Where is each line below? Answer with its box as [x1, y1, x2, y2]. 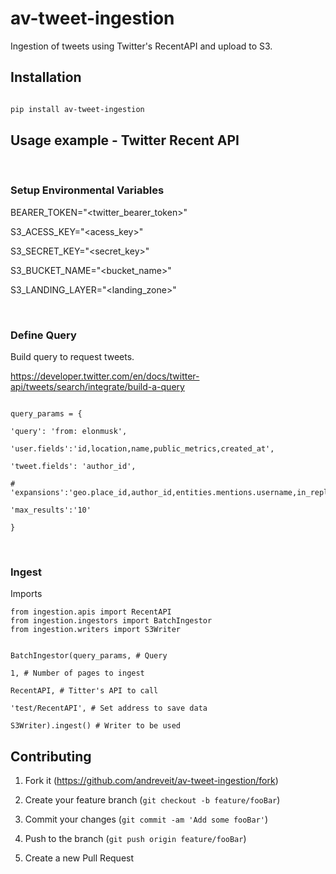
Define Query [10, 328, 77, 342]
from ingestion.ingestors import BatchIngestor [10, 616, 213, 626]
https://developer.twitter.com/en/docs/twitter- [10, 370, 200, 382]
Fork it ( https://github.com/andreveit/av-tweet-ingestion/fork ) [24, 775, 279, 787]
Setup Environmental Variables [10, 183, 165, 197]
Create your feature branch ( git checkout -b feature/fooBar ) [24, 794, 281, 806]
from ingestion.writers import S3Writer [10, 625, 182, 635]
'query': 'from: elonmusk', [10, 427, 128, 437]
